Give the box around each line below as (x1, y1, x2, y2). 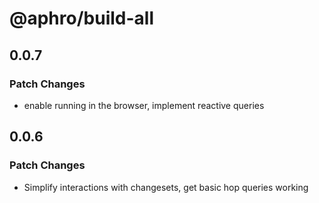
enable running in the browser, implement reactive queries (23, 99, 265, 111)
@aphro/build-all (9, 7, 154, 30)
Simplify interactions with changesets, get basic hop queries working (23, 181, 309, 193)
